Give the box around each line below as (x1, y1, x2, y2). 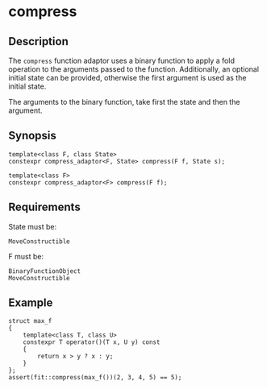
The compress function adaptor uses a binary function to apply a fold (8, 56, 236, 65)
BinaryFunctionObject (8, 267, 81, 275)
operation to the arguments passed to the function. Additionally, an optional (8, 64, 260, 74)
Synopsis (8, 129, 56, 143)
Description (8, 35, 69, 48)
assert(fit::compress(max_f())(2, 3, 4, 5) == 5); (8, 374, 182, 382)
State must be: (8, 221, 57, 231)
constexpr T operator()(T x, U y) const (23, 338, 161, 346)
